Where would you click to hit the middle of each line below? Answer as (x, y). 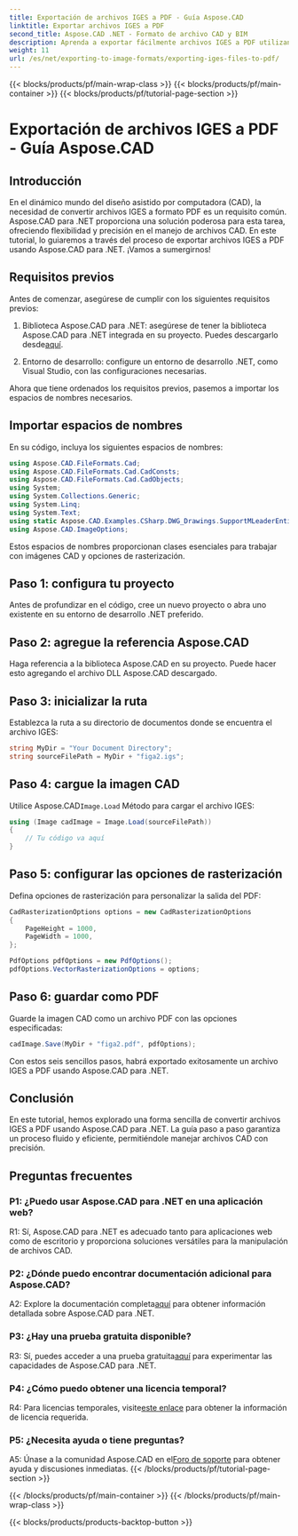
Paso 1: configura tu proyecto (92, 583)
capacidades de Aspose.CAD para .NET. (83, 1365)
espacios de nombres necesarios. (71, 397)
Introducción (46, 181)
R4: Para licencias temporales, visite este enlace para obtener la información (148, 1408)
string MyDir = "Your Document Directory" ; (91, 748)
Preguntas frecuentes (71, 1176)
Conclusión (42, 1098)
